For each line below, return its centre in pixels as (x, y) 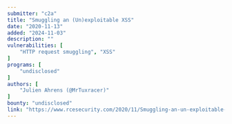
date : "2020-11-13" (35, 26)
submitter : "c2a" (32, 13)
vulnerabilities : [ (35, 45)
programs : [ (24, 65)
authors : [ (23, 84)
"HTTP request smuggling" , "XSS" (68, 52)
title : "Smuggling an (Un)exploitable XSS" (71, 20)
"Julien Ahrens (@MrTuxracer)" (65, 90)
